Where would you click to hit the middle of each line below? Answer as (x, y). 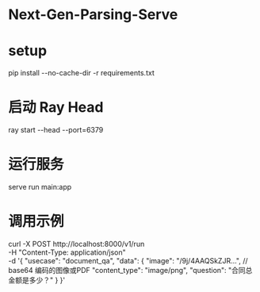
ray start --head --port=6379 (56, 130)
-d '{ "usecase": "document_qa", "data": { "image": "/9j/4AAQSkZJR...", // (128, 260)
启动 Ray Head (56, 108)
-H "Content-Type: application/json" (67, 252)
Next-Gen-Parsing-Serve (93, 15)
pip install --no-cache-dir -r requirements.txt (81, 73)
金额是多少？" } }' (37, 280)
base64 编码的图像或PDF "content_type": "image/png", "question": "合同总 (130, 270)
